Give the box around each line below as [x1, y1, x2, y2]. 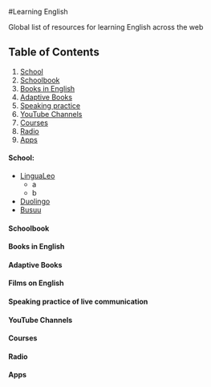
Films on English [8, 278, 64, 288]
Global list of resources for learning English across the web [8, 22, 204, 31]
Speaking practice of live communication [8, 296, 148, 306]
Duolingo [19, 196, 51, 207]
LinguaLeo [19, 171, 55, 181]
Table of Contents [8, 46, 100, 59]
